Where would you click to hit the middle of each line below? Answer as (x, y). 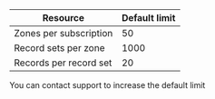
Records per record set (63, 63)
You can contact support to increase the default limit (107, 85)
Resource (63, 18)
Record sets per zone (59, 48)
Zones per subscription (64, 33)
